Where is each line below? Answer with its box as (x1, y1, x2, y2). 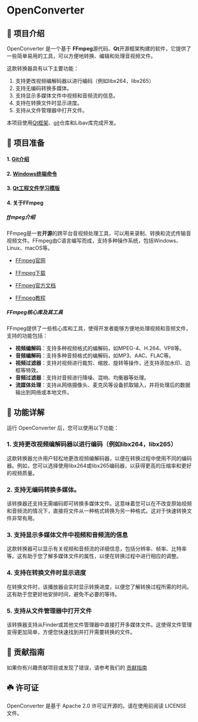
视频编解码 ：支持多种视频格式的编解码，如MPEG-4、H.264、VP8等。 (15, 344, 184, 351)
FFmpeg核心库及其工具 (6, 309, 63, 316)
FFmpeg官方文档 (15, 281, 56, 288)
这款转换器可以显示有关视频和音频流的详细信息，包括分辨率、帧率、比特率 (6, 545, 187, 552)
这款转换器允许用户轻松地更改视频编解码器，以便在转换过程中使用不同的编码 (6, 455, 192, 462)
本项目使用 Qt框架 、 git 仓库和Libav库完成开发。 (6, 119, 119, 126)
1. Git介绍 (6, 155, 30, 162)
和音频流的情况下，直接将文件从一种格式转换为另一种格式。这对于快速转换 (6, 508, 187, 515)
